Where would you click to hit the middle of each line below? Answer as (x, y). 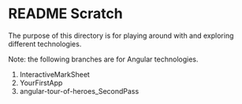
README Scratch (66, 14)
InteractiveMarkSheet (55, 74)
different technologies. (45, 43)
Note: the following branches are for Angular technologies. (103, 59)
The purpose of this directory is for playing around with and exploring (121, 35)
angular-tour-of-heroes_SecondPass (79, 91)
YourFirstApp (41, 83)
